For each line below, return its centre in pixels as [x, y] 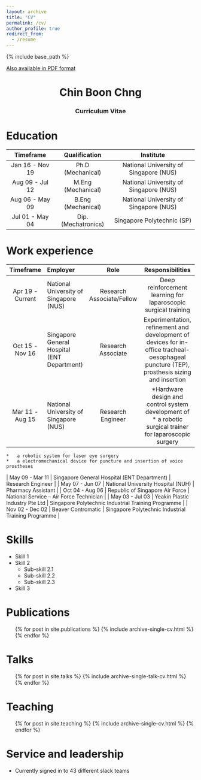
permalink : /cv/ [26, 23]
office [153, 349]
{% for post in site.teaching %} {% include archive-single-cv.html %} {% [104, 723]
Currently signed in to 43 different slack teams [72, 770]
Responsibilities [167, 270]
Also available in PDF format [41, 68]
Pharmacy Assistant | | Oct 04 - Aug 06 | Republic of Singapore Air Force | [98, 490]
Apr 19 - [25, 291]
